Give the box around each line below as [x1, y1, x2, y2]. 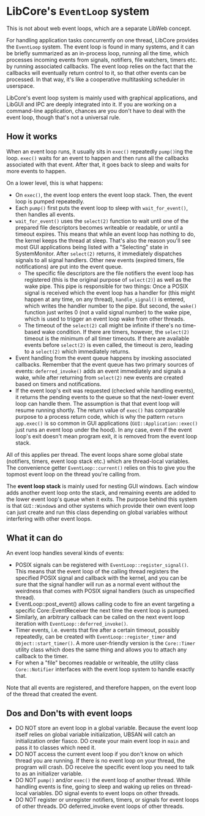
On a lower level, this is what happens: [6, 179, 103, 187]
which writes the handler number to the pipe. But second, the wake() [24, 302, 197, 309]
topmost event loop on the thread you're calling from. [6, 470, 141, 478]
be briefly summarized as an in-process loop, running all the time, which [6, 49, 189, 56]
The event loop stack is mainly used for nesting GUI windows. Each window [6, 482, 199, 489]
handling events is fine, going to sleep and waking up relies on [15, 783, 173, 790]
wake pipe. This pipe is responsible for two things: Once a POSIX [24, 282, 188, 290]
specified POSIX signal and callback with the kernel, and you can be [15, 574, 188, 581]
